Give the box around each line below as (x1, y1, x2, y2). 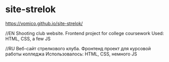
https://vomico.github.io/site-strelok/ (5, 20, 83, 26)
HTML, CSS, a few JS (5, 36, 51, 42)
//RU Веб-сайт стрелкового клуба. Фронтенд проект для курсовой (5, 45, 151, 51)
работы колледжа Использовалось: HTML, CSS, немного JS (5, 51, 137, 57)
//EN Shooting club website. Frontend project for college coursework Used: (5, 30, 164, 36)
